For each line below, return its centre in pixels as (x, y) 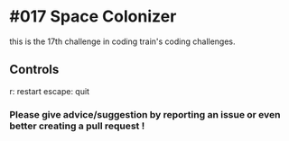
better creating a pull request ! (77, 126)
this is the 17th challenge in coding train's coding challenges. (123, 41)
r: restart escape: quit (50, 91)
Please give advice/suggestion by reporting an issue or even (145, 114)
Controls (34, 70)
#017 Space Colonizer (93, 17)
